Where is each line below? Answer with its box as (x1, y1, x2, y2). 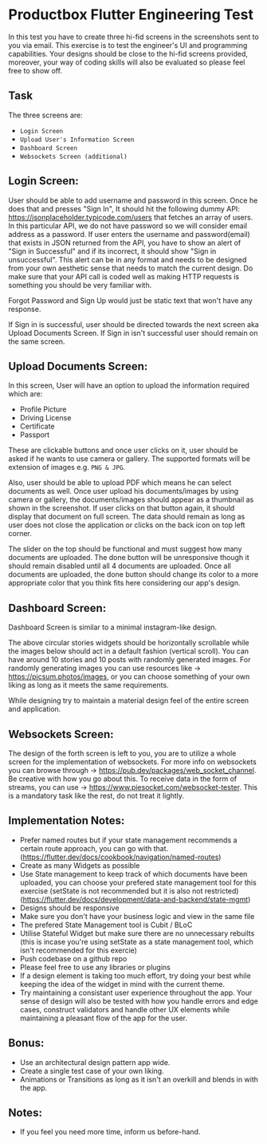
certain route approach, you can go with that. (19, 843, 169, 853)
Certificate (19, 421, 55, 432)
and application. (8, 704, 61, 714)
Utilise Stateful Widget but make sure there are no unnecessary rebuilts (19, 928, 255, 938)
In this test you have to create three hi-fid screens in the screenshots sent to (8, 32, 259, 41)
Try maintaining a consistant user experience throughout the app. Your (19, 988, 253, 997)
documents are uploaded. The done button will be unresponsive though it (8, 553, 249, 562)
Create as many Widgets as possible (19, 860, 140, 870)
